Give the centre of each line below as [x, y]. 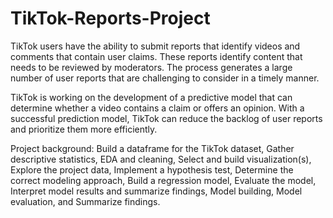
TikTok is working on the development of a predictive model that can [151, 97]
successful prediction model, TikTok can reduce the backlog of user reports [166, 118]
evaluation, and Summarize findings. [85, 201]
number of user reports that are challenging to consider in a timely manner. [165, 78]
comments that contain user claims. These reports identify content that [156, 56]
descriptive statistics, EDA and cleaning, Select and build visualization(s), [161, 159]
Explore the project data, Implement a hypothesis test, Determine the [152, 169]
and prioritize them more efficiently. [84, 129]
